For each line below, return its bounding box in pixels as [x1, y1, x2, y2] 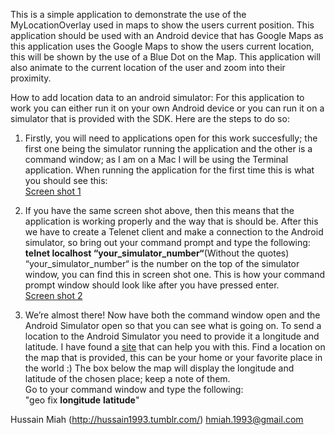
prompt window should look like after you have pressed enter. [24, 279, 280, 291]
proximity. [10, 72, 52, 84]
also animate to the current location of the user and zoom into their [10, 62, 286, 73]
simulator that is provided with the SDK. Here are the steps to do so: [10, 113, 290, 124]
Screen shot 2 [24, 290, 83, 301]
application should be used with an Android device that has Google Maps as [10, 30, 324, 41]
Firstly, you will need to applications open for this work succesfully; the [24, 132, 318, 144]
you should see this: [24, 175, 108, 186]
